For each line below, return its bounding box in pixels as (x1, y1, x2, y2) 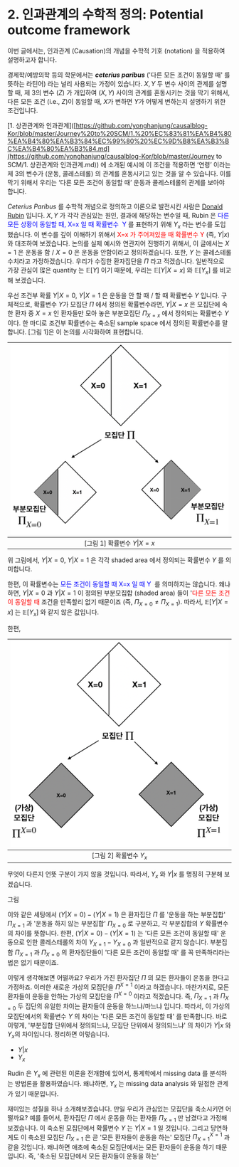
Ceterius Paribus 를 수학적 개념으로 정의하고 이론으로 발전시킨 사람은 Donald (7, 202, 223, 211)
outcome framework (7, 22, 131, 38)
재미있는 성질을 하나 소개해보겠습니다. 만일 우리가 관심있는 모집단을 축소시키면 (7, 1104, 224, 1113)
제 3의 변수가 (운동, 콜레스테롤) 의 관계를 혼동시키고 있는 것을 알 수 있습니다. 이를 (7, 169, 232, 178)
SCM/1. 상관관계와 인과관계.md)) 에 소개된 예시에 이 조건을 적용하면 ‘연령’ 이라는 (7, 160, 231, 169)
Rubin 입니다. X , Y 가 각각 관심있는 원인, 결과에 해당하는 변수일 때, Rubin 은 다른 (7, 211, 230, 219)
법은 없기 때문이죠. (7, 958, 59, 966)
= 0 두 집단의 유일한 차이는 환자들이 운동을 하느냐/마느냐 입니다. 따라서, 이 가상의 (7, 1002, 230, 1012)
